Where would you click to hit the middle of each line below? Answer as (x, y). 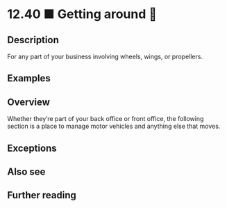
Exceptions (32, 148)
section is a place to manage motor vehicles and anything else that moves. (114, 126)
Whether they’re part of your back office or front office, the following (106, 119)
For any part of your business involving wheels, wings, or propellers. (105, 56)
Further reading (42, 195)
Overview (29, 102)
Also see (26, 171)
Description (33, 40)
